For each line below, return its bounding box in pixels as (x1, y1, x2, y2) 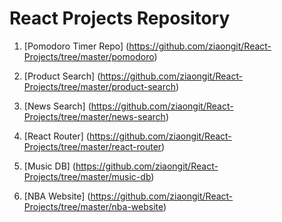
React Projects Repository (9, 7, 231, 30)
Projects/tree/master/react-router (23, 140, 162, 152)
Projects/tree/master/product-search (23, 80, 177, 92)
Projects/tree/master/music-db (23, 170, 152, 182)
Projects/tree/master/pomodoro (23, 50, 155, 62)
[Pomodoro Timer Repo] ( (23, 40, 130, 52)
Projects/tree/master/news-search (23, 110, 166, 122)
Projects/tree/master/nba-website (23, 200, 164, 212)
